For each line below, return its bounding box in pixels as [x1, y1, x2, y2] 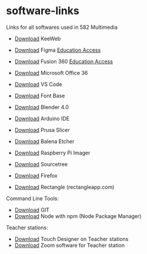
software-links [6, 4, 79, 18]
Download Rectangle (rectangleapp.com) [14, 183, 115, 190]
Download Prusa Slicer [14, 126, 70, 133]
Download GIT [14, 206, 50, 213]
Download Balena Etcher [14, 137, 75, 145]
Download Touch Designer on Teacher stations [14, 235, 129, 242]
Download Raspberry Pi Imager [14, 149, 91, 156]
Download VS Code [14, 81, 63, 88]
